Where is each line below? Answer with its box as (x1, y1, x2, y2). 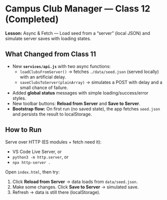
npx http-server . (12, 160, 51, 165)
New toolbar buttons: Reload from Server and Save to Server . (12, 100, 141, 106)
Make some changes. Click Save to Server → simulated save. (12, 183, 139, 190)
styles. (12, 95, 26, 101)
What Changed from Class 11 (5, 50, 96, 58)
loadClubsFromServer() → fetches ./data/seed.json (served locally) (19, 68, 159, 74)
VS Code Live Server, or (12, 148, 62, 154)
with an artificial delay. (19, 73, 66, 80)
